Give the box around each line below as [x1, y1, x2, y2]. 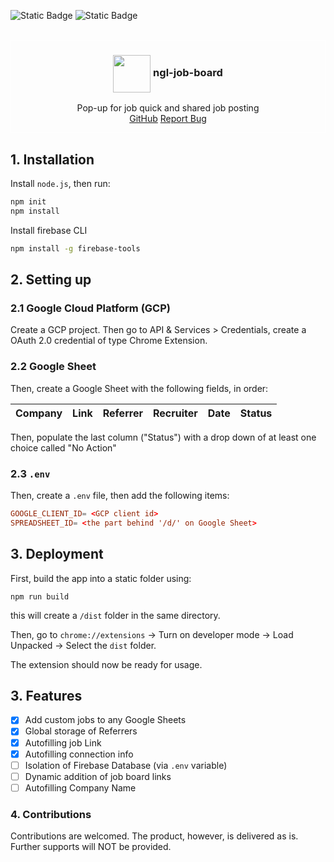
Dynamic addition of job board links [24, 770, 172, 782]
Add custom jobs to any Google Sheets [24, 714, 187, 726]
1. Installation [10, 151, 95, 168]
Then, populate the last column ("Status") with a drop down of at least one [10, 431, 317, 443]
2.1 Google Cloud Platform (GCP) [10, 301, 171, 315]
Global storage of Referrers [24, 725, 138, 737]
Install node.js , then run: [10, 178, 111, 190]
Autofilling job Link [24, 736, 102, 749]
